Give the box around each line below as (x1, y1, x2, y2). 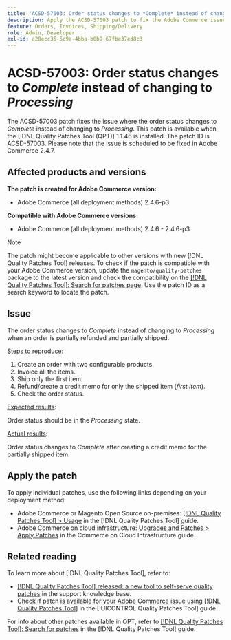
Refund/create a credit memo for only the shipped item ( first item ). (16, 382, 206, 390)
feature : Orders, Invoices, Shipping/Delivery (7, 23, 143, 30)
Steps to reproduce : (7, 347, 64, 355)
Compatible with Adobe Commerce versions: (7, 211, 139, 220)
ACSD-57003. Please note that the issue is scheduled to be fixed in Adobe (7, 139, 218, 148)
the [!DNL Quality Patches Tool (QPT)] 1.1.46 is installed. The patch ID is (7, 132, 210, 140)
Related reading (7, 551, 77, 562)
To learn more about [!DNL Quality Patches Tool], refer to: (7, 569, 170, 577)
